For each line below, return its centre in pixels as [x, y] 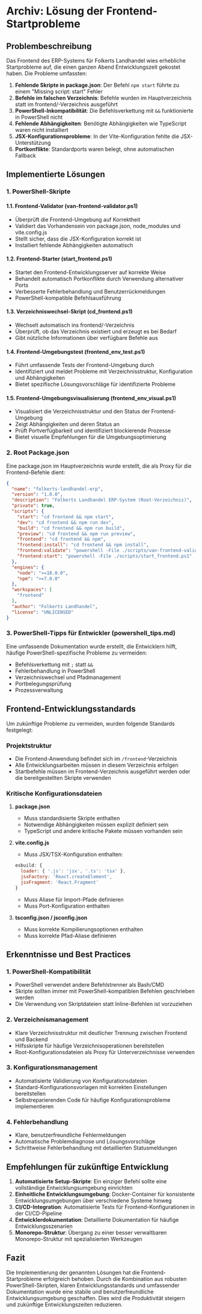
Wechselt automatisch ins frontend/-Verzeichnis [75, 325]
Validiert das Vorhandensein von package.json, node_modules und [97, 226]
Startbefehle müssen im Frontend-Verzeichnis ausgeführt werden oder [103, 771]
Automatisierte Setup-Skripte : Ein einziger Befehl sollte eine [91, 1181]
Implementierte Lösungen [56, 174]
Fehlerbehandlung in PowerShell [55, 671]
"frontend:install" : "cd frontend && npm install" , [83, 545]
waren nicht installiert [41, 130]
